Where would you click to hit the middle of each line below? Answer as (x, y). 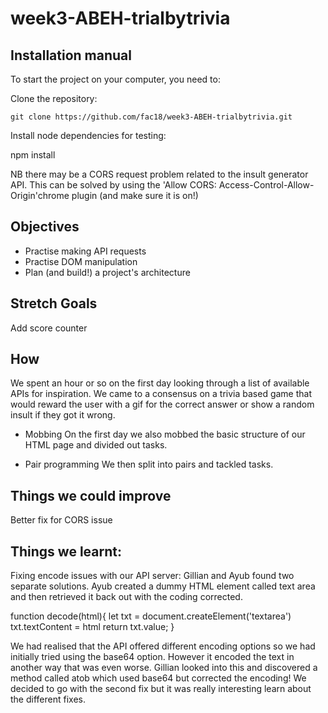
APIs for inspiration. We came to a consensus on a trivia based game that (161, 394)
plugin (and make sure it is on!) (135, 195)
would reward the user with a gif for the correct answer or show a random (162, 404)
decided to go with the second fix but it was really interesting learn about (161, 689)
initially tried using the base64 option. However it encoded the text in (152, 657)
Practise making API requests (85, 251)
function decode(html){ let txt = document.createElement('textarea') (151, 616)
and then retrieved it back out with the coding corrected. (126, 597)
